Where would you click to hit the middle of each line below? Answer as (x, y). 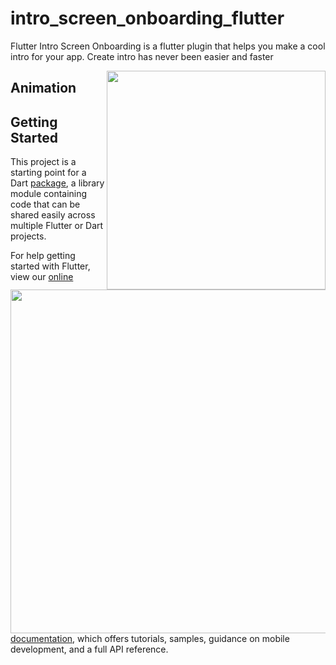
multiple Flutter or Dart (57, 226)
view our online (42, 277)
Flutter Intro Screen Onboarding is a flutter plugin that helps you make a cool (168, 46)
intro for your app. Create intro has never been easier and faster (142, 56)
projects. (28, 236)
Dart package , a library (57, 183)
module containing (49, 194)
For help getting (43, 256)
